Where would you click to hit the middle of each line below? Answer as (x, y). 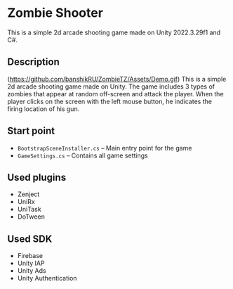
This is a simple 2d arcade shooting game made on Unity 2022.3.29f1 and (114, 32)
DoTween (31, 217)
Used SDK (30, 239)
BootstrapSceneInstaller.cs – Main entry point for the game (105, 148)
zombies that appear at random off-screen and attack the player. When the (115, 94)
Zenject (28, 194)
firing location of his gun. (44, 109)
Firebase (30, 256)
